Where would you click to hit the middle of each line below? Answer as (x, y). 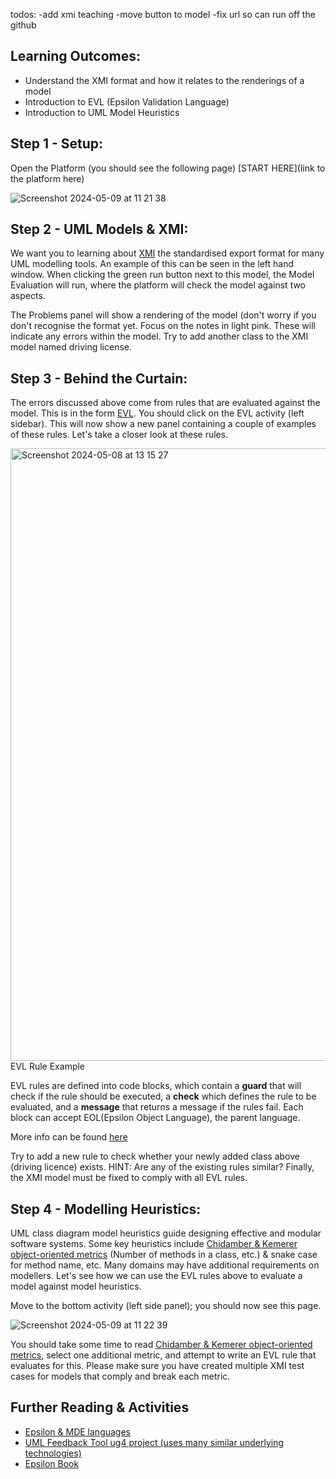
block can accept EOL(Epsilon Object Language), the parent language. (155, 1118)
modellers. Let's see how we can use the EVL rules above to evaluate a (156, 1276)
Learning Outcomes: (75, 56)
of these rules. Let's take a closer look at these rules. (119, 435)
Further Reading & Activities (100, 1407)
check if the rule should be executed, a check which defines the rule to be (163, 1096)
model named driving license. (71, 347)
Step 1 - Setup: (57, 144)
